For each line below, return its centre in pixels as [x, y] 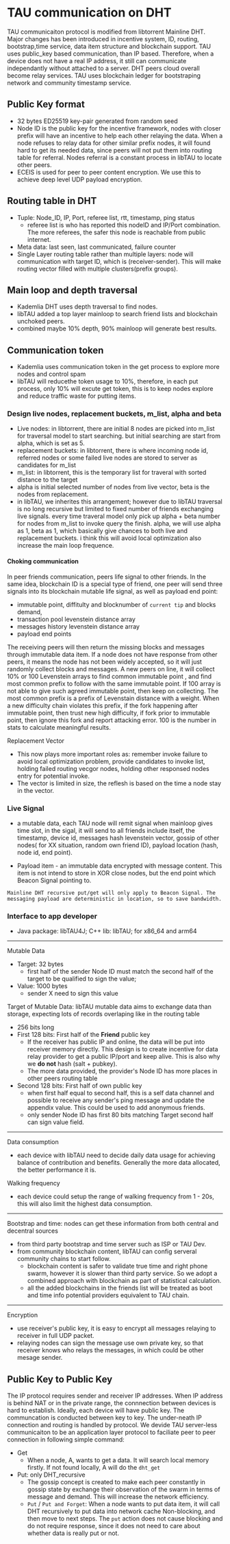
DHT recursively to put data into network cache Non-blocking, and [121, 1511]
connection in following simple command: [66, 1440]
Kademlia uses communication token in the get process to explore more [118, 367]
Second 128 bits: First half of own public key [79, 1086]
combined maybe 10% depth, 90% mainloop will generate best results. [117, 328]
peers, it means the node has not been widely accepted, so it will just [104, 662]
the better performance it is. [56, 1170]
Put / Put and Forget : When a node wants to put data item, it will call [124, 1504]
